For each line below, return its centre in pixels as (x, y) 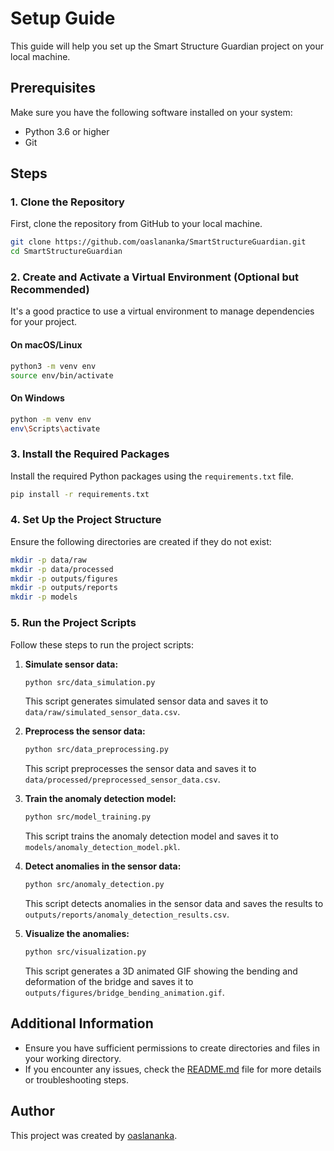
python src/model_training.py (88, 817)
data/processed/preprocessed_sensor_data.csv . (122, 779)
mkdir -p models (44, 597)
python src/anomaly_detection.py (94, 885)
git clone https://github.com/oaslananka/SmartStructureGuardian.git (158, 242)
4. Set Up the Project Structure (86, 520)
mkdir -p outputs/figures (64, 578)
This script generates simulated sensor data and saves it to (146, 701)
